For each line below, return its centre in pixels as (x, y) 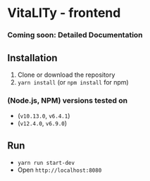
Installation (32, 58)
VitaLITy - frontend (64, 13)
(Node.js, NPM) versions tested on (68, 100)
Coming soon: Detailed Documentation (75, 35)
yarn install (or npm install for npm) (73, 82)
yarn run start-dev (46, 163)
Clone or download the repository (66, 75)
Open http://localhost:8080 (60, 170)
